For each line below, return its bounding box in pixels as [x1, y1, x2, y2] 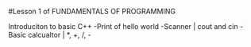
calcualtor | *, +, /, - [27, 31, 91, 39]
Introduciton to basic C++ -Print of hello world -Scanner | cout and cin [8, 22, 238, 31]
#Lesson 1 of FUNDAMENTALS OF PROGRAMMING [8, 7, 176, 16]
